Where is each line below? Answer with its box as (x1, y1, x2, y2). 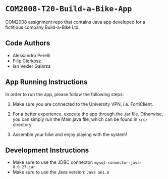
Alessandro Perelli (12, 52, 50, 58)
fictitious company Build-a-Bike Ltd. (5, 24, 80, 30)
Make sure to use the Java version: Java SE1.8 (12, 169, 109, 175)
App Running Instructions (5, 78, 88, 86)
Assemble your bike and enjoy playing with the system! (12, 131, 127, 138)
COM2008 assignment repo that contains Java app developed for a (5, 19, 145, 25)
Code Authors (5, 39, 50, 48)
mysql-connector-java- (94, 160, 142, 165)
